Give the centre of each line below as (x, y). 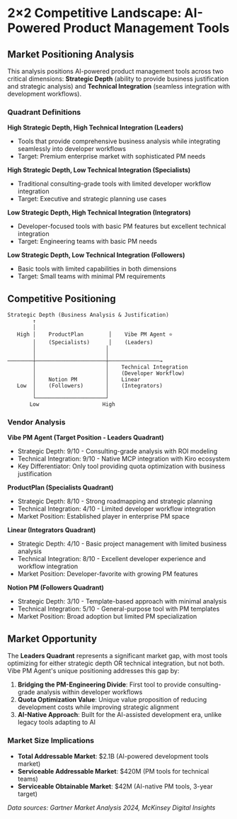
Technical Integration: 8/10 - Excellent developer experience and (112, 559)
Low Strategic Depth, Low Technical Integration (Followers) (96, 255)
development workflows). (45, 94)
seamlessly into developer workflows (71, 149)
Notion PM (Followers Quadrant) (56, 588)
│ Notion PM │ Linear (87, 380)
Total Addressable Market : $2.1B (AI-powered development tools (113, 756)
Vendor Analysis (36, 422)
